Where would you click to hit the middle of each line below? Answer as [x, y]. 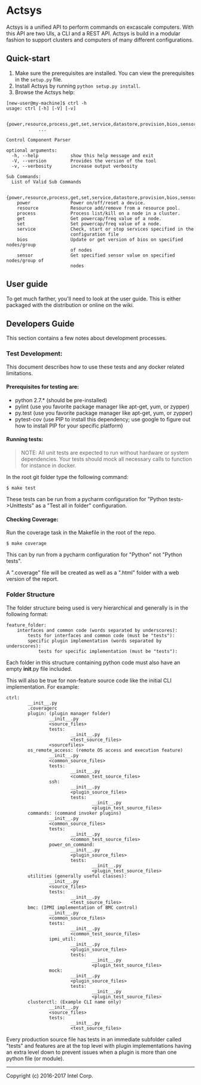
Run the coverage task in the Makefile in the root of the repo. [81, 533]
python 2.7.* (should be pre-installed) [61, 400]
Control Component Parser [38, 140]
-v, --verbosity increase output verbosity [74, 166]
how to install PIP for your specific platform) [69, 426]
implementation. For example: [43, 686]
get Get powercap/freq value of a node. [89, 218]
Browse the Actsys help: [45, 92]
